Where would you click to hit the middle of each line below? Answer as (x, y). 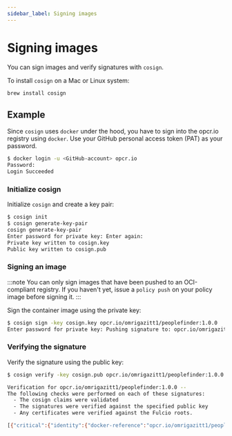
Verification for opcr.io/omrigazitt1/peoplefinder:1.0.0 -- (97, 387)
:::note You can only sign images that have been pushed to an (95, 282)
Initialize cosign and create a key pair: (61, 204)
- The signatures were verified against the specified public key (111, 407)
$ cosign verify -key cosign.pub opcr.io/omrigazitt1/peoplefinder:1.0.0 (116, 374)
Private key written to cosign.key (58, 243)
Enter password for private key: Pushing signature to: (89, 329)
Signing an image (37, 267)
